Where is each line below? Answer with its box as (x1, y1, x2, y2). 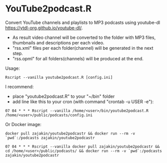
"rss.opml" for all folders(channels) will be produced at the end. (12, 55, 144, 61)
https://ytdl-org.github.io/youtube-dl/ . (5, 24, 83, 30)
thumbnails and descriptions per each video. (12, 39, 104, 45)
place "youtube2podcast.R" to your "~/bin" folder (12, 93, 115, 99)
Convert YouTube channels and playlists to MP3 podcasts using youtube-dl (5, 19, 160, 25)
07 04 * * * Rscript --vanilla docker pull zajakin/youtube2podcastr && (5, 144, 160, 149)
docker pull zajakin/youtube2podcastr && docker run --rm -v (5, 131, 135, 136)
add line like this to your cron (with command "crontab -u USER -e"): (12, 98, 154, 105)
